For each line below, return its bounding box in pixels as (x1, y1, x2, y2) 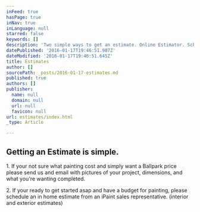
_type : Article (6, 120, 44, 126)
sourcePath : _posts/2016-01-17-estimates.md (6, 70, 118, 76)
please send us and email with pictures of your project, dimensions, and (6, 169, 183, 176)
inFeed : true (6, 8, 39, 15)
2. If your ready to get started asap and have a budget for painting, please (6, 186, 187, 194)
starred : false (6, 31, 44, 37)
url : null (11, 102, 36, 109)
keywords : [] (6, 36, 39, 42)
